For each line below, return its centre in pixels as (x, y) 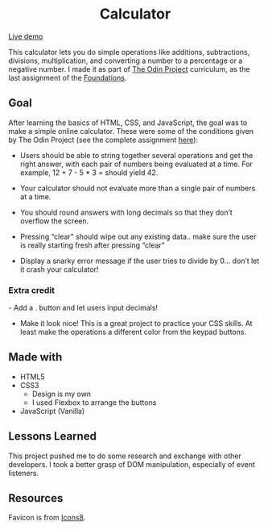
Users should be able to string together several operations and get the (136, 155)
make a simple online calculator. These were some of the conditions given (131, 131)
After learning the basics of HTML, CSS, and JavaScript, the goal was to (128, 123)
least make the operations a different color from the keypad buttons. (133, 332)
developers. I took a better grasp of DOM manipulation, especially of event (132, 464)
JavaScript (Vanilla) (52, 411)
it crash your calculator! (59, 269)
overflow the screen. (54, 221)
